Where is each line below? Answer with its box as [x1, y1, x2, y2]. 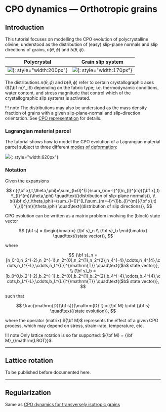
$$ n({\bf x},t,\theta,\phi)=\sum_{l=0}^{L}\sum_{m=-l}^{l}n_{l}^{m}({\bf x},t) [6, 187, 160, 193]
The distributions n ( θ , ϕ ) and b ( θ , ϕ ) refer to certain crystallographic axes [5, 80, 154, 85]
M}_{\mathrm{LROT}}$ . [5, 337, 53, 343]
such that [5, 293, 25, 299]
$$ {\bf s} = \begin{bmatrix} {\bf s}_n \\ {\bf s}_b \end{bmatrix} [18, 227, 148, 233]
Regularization [5, 388, 51, 397]
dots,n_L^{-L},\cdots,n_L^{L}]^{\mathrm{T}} [7, 262, 95, 268]
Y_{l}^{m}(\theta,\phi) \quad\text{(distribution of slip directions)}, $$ [14, 203, 152, 209]
